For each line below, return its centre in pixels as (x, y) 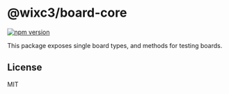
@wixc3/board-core (67, 13)
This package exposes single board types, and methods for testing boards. (115, 45)
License (25, 68)
